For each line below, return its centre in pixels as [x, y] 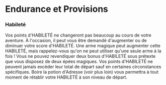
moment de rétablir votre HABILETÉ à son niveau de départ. [66, 77]
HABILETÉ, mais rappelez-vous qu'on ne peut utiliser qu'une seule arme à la [83, 51]
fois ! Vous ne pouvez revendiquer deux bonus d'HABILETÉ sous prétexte [80, 56]
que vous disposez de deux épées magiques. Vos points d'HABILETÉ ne [79, 62]
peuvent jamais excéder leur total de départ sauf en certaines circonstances [83, 67]
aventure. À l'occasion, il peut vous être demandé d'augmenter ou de [76, 41]
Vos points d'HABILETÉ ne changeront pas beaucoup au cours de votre [78, 35]
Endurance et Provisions [57, 9]
